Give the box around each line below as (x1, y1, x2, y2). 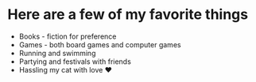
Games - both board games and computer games (18, 39, 181, 49)
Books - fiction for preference (18, 32, 117, 41)
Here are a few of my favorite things (7, 6, 248, 24)
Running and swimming (18, 48, 96, 58)
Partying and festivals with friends (18, 57, 132, 66)
